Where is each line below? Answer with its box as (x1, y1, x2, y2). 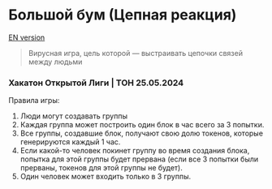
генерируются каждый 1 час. (19, 137, 121, 147)
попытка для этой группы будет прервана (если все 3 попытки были (19, 154, 259, 164)
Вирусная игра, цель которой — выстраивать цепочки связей (28, 48, 244, 58)
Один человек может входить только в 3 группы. (19, 172, 192, 182)
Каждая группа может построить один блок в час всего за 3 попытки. (19, 120, 265, 130)
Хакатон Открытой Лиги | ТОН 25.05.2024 (8, 77, 184, 88)
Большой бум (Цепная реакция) (8, 6, 237, 24)
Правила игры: (8, 96, 60, 105)
